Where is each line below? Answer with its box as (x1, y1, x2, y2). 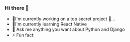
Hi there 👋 (5, 4, 30, 11)
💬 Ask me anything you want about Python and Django (12, 26, 125, 32)
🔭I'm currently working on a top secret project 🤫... (12, 16, 115, 22)
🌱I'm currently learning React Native (12, 21, 87, 27)
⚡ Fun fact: (12, 32, 35, 38)
